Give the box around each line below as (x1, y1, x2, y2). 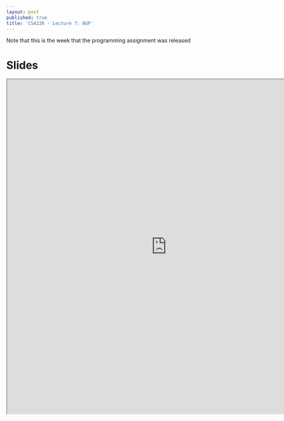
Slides (6, 58, 38, 72)
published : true (6, 15, 47, 21)
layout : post (6, 9, 39, 15)
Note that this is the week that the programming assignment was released (6, 37, 191, 44)
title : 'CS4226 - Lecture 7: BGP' (6, 20, 94, 26)
